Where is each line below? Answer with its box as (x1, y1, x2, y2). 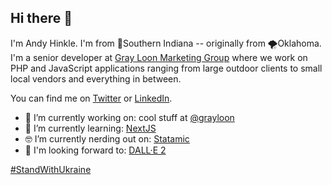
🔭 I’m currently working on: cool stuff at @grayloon (24, 111, 235, 123)
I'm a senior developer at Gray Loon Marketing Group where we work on (10, 51, 308, 63)
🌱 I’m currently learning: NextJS (24, 122, 157, 134)
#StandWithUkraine (10, 163, 92, 175)
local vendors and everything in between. (10, 72, 182, 85)
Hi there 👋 (10, 10, 73, 27)
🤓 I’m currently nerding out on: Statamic (24, 132, 190, 145)
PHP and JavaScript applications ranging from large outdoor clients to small (10, 62, 323, 74)
